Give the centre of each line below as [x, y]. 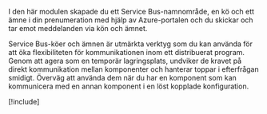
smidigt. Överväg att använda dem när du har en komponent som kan [123, 78]
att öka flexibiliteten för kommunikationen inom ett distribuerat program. [127, 52]
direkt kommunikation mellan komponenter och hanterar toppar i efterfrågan [133, 69]
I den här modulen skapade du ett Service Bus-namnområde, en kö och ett [131, 12]
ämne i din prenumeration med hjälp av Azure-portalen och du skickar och [131, 20]
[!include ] [24, 102]
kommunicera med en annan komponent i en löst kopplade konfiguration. [129, 86]
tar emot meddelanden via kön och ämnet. [78, 28]
